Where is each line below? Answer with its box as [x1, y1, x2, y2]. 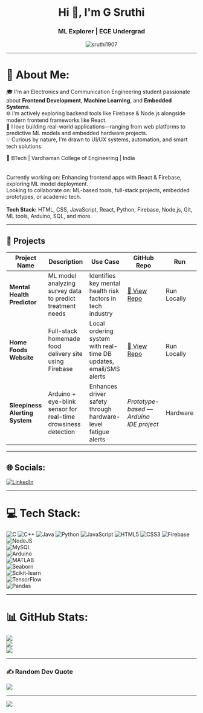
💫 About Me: [6, 68, 70, 81]
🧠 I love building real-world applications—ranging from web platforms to [6, 123, 186, 130]
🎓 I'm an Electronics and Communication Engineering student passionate [6, 88, 190, 96]
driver [89, 390, 106, 398]
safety [89, 397, 108, 406]
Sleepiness [9, 401, 42, 410]
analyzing [48, 279, 76, 287]
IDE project [127, 420, 159, 429]
